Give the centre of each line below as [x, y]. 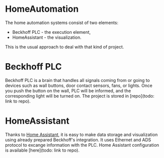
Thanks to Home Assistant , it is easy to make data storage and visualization [82, 134]
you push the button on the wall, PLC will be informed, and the [68, 91]
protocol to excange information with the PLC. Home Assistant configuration [82, 145]
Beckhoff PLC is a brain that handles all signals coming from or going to [78, 80]
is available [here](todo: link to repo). [42, 150]
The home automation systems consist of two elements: [62, 23]
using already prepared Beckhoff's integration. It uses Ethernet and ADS [78, 140]
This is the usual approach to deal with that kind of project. [65, 47]
